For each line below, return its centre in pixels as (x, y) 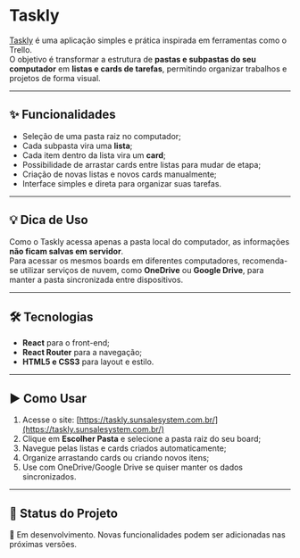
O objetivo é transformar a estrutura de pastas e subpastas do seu (133, 59)
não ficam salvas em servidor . (67, 251)
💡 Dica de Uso (49, 220)
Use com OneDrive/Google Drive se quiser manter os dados (133, 467)
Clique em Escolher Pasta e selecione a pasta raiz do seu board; (142, 439)
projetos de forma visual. (55, 78)
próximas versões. (43, 544)
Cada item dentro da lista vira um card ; (94, 155)
